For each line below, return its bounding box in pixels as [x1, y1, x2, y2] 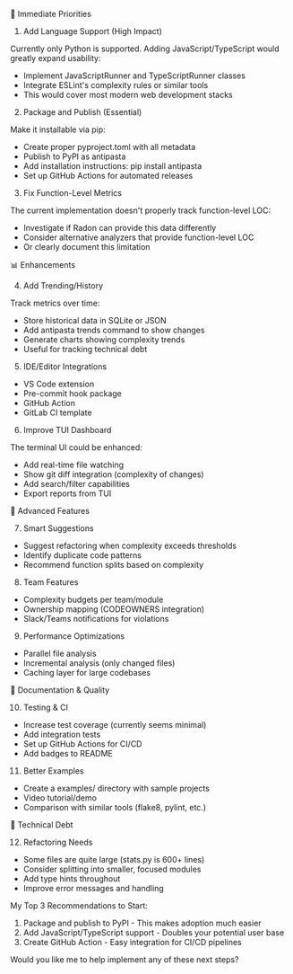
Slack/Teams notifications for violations [22, 614, 169, 624]
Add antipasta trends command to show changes [22, 324, 205, 335]
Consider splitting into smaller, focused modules [22, 863, 202, 874]
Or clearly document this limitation [22, 242, 151, 252]
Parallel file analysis [22, 648, 97, 659]
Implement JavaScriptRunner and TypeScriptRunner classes [22, 70, 246, 81]
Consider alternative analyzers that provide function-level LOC [22, 232, 254, 243]
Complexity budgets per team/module [22, 594, 164, 605]
